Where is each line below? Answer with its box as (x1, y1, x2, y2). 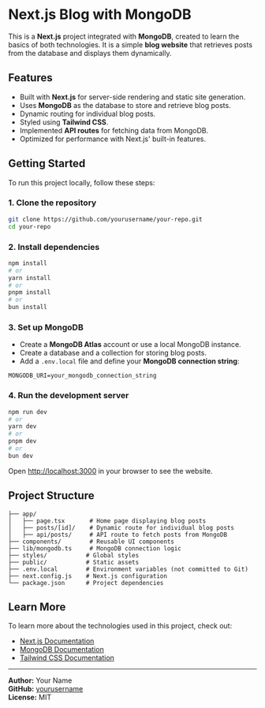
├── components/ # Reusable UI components (8, 538, 175, 546)
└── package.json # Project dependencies (8, 579, 164, 587)
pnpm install (8, 289, 51, 296)
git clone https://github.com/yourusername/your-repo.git (8, 215, 203, 223)
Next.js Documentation (19, 636, 95, 646)
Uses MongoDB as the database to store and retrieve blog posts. (19, 100, 231, 110)
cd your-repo (8, 222, 51, 230)
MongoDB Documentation (19, 645, 104, 654)
